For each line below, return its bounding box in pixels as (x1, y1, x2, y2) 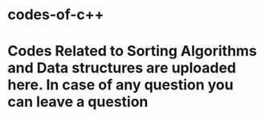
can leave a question (7, 93, 149, 111)
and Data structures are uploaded (7, 59, 236, 77)
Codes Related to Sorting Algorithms (7, 42, 258, 61)
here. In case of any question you (7, 76, 234, 94)
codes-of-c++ (7, 6, 105, 24)
